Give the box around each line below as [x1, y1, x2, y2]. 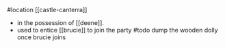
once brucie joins [16, 33, 66, 41]
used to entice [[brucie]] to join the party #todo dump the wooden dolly [16, 26, 218, 34]
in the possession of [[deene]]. [16, 19, 105, 26]
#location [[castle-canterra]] [7, 6, 88, 14]
